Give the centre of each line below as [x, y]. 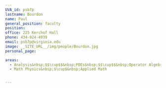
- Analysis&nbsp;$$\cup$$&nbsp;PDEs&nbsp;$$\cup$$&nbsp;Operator [78, 65]
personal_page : [21, 51]
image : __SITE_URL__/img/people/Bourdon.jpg [52, 46]
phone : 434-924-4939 [26, 38]
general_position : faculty [33, 23]
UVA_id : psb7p [20, 10]
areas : [12, 60]
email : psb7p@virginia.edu [33, 42]
